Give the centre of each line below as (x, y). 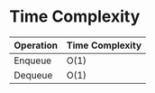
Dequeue (33, 75)
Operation (36, 45)
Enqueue (33, 60)
